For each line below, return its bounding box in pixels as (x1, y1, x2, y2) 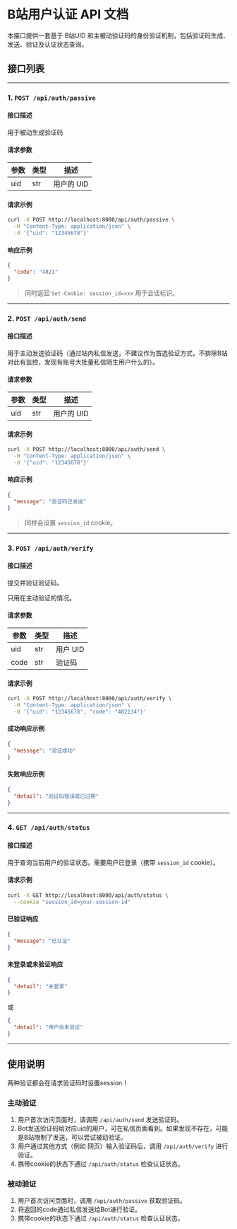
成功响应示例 (7, 724, 44, 733)
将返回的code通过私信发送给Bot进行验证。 (17, 1205, 142, 1214)
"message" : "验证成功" (13, 747, 76, 754)
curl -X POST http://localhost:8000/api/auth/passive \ (7, 217, 175, 224)
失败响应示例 (7, 770, 44, 779)
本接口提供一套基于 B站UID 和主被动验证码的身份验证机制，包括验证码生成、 (7, 31, 230, 40)
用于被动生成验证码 (7, 128, 63, 137)
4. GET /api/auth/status (7, 823, 90, 833)
